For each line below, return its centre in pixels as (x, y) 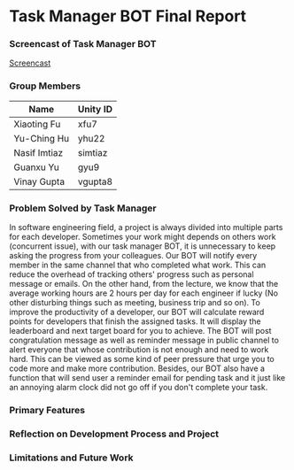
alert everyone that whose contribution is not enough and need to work (139, 350)
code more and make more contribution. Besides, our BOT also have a (137, 368)
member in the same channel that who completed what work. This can (138, 265)
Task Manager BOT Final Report (128, 16)
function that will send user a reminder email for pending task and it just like (147, 378)
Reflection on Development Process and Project (114, 434)
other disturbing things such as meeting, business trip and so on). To (135, 303)
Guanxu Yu (37, 167)
